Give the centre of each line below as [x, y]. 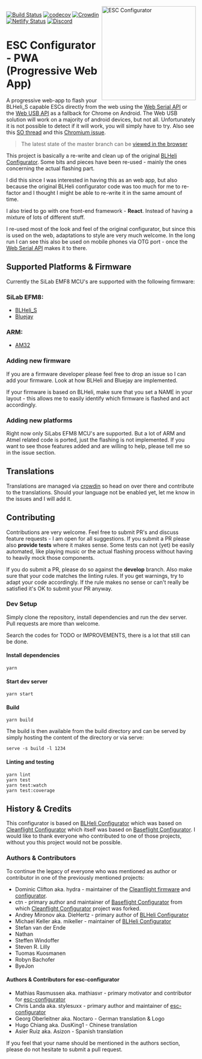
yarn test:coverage [31, 790]
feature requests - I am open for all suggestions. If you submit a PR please [98, 538]
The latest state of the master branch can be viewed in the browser [104, 144]
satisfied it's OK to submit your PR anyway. [60, 588]
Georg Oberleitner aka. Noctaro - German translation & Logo [90, 1018]
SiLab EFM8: [25, 297]
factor [14, 192]
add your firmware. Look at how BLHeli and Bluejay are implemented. [92, 380]
